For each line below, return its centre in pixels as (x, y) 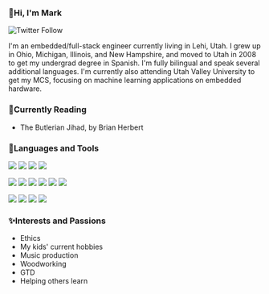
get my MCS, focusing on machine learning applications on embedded (125, 81)
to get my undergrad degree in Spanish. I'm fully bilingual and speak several (134, 63)
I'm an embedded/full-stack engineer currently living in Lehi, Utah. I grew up (134, 46)
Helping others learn (54, 281)
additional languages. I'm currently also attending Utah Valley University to (132, 72)
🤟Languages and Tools (53, 148)
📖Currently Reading (47, 110)
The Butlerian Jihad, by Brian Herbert (82, 127)
